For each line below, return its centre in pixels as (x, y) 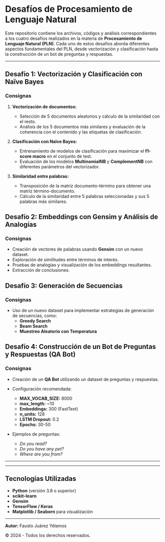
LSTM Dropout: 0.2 (39, 419)
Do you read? (33, 444)
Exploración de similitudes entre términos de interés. (65, 260)
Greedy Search (35, 321)
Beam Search (33, 326)
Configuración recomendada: (42, 389)
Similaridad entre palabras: (41, 176)
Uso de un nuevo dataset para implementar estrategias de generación (83, 310)
